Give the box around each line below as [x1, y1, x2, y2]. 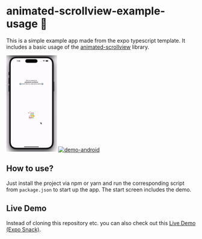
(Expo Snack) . [6, 226, 41, 233]
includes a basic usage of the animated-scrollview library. [6, 43, 149, 51]
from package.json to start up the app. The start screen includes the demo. [6, 185, 192, 193]
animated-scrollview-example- [6, 4, 165, 18]
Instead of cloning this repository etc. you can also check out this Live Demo [6, 219, 196, 226]
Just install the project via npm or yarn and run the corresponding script [6, 179, 185, 187]
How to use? [6, 164, 54, 174]
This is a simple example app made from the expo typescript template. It [6, 37, 185, 44]
